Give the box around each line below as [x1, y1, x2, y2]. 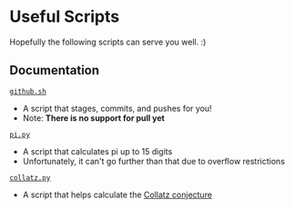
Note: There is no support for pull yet [22, 112, 166, 124]
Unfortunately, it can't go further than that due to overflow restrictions [22, 155, 285, 166]
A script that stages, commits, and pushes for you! [22, 103, 212, 114]
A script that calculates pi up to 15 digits [22, 145, 173, 156]
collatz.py [9, 173, 51, 183]
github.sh [9, 86, 47, 96]
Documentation [9, 63, 100, 78]
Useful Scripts [9, 6, 120, 27]
